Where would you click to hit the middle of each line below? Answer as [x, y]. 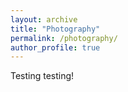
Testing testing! [42, 76]
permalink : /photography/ [64, 38]
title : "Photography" [55, 29]
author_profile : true [55, 47]
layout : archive [44, 19]
